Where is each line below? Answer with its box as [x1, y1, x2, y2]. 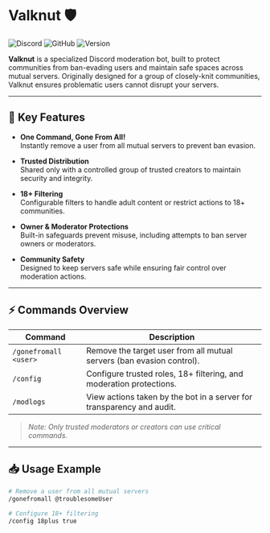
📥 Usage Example [8, 462, 102, 476]
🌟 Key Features [8, 110, 86, 125]
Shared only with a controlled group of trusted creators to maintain [19, 164, 241, 174]
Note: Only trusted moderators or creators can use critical [27, 422, 221, 432]
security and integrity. [19, 173, 93, 183]
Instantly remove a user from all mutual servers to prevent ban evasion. [19, 140, 256, 150]
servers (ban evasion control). [86, 355, 200, 366]
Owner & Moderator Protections [19, 221, 129, 231]
